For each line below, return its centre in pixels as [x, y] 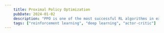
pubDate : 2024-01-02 [34, 14]
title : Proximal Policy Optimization [52, 9]
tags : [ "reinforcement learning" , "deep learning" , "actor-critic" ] [85, 23]
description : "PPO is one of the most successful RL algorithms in [83, 18]
